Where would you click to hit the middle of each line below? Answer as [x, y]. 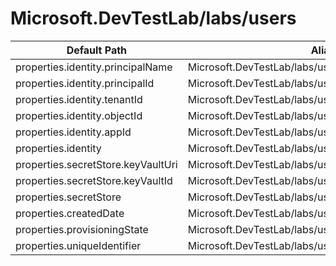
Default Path [97, 50]
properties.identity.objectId [79, 115]
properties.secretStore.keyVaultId [94, 180]
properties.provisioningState [82, 229]
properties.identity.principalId [85, 83]
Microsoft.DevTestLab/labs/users [153, 18]
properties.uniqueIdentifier [78, 245]
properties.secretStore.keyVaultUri [96, 164]
